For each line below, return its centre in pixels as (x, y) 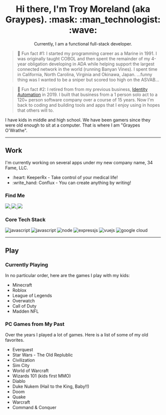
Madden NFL (25, 311)
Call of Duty (24, 306)
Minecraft (22, 285)
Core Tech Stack (25, 220)
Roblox (19, 290)
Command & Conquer (34, 408)
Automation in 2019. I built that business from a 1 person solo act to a (87, 94)
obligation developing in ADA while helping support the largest (91, 64)
